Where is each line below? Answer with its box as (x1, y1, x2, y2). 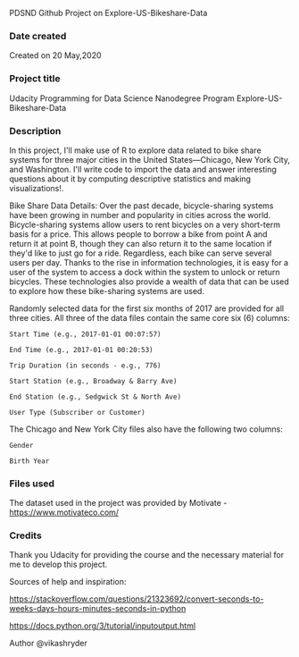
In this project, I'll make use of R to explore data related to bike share (9, 145, 262, 156)
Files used (9, 477, 55, 490)
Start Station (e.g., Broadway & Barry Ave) (9, 376, 178, 385)
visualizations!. (9, 182, 64, 193)
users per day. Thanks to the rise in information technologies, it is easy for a (9, 257, 288, 267)
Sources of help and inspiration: (9, 577, 127, 587)
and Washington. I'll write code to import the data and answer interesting (9, 164, 277, 174)
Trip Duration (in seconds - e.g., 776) (9, 361, 162, 370)
